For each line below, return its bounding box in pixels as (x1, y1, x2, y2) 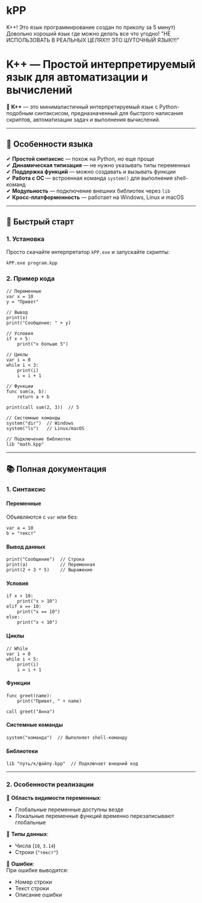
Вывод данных (6, 543, 46, 550)
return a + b (17, 393, 50, 400)
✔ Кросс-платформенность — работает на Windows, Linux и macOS (6, 194, 185, 201)
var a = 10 (6, 525, 34, 531)
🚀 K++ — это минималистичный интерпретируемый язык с (6, 103, 158, 110)
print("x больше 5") (17, 341, 69, 347)
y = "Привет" (6, 299, 39, 305)
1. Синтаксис (6, 485, 46, 493)
